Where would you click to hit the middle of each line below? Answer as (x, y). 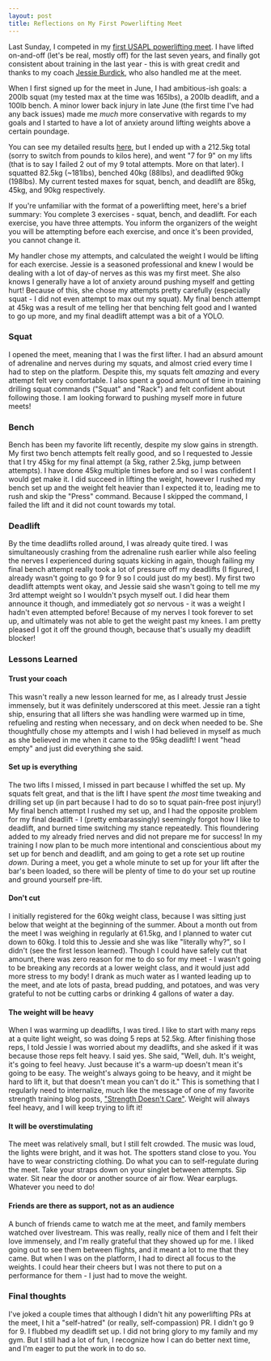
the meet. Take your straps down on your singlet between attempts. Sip (127, 1170)
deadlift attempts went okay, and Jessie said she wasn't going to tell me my (134, 587)
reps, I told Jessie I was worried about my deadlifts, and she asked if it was (133, 1047)
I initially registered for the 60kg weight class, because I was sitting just (127, 915)
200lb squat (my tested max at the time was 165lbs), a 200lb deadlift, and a (134, 96)
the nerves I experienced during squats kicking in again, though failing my (131, 561)
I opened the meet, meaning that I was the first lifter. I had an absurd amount (136, 354)
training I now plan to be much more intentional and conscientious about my (135, 845)
